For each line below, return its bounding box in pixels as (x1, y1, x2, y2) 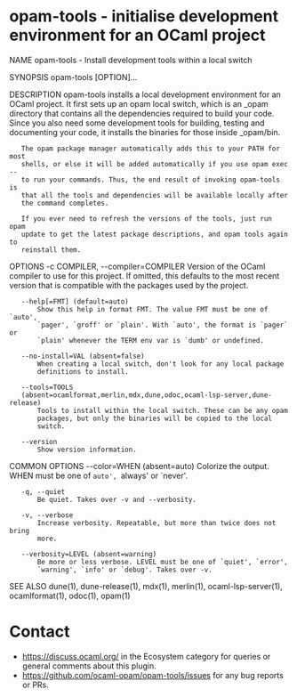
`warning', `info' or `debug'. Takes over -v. (36, 565, 213, 574)
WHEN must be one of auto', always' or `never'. (9, 470, 189, 481)
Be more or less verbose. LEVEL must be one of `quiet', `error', (36, 557, 289, 566)
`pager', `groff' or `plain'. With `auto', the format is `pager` (36, 320, 289, 329)
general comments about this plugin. (21, 661, 157, 671)
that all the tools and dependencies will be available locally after (20, 190, 289, 199)
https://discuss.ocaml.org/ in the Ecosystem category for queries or (21, 651, 271, 661)
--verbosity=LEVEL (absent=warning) (20, 549, 157, 558)
